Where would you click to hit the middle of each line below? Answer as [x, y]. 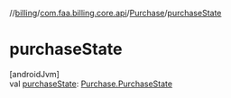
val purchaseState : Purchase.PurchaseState [91, 84]
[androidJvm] [35, 74]
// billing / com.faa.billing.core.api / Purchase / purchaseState [115, 13]
